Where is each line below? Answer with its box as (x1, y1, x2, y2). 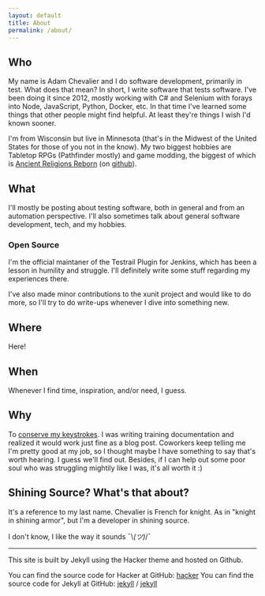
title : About (8, 19, 51, 27)
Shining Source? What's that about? (8, 486, 189, 500)
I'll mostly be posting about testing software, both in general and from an (8, 203, 245, 212)
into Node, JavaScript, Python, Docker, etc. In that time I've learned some (8, 102, 247, 111)
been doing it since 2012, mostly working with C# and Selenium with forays (8, 93, 252, 103)
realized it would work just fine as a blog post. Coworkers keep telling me (8, 438, 246, 447)
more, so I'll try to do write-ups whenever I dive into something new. (8, 298, 230, 307)
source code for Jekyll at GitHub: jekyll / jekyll (8, 579, 158, 588)
